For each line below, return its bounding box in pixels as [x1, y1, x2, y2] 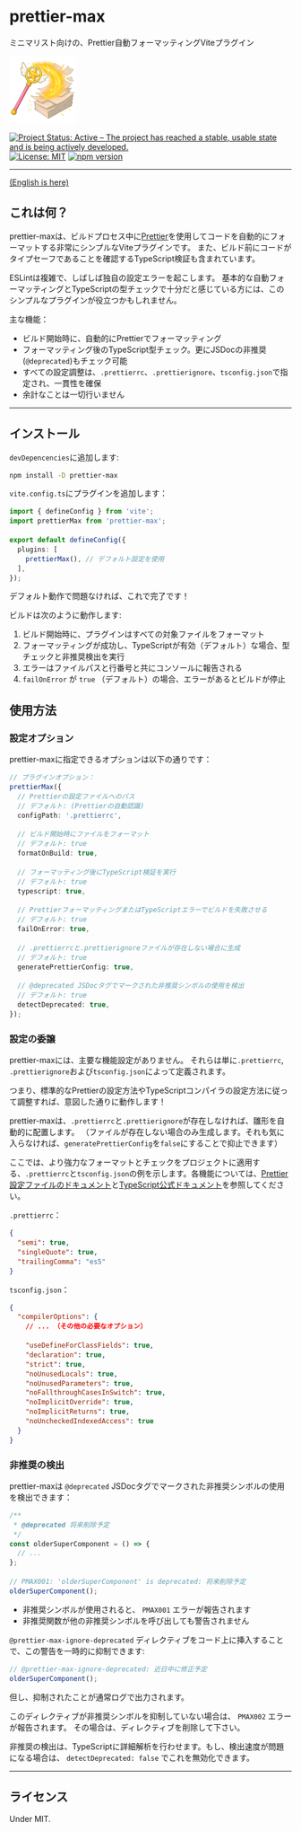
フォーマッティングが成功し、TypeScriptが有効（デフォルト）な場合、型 [21, 640, 290, 651]
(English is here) [9, 177, 70, 188]
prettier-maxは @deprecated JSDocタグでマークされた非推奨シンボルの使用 [9, 1480, 285, 1492]
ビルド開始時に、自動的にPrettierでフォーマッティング [21, 332, 222, 343]
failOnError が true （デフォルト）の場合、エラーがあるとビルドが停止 [21, 673, 286, 684]
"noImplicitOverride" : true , [25, 1398, 134, 1407]
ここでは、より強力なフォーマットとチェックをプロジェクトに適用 [9, 1157, 253, 1168]
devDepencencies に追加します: [9, 452, 119, 462]
